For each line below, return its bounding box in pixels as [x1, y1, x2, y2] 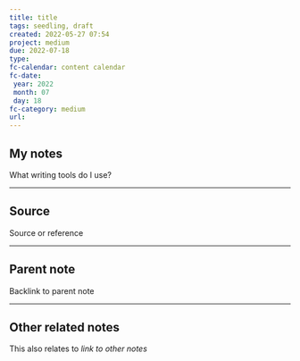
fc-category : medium [9, 105, 87, 113]
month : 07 [12, 88, 50, 97]
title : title [9, 13, 58, 22]
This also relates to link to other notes [9, 343, 147, 354]
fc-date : [9, 71, 42, 80]
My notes [9, 146, 63, 161]
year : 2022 [12, 80, 54, 88]
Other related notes [9, 319, 121, 335]
